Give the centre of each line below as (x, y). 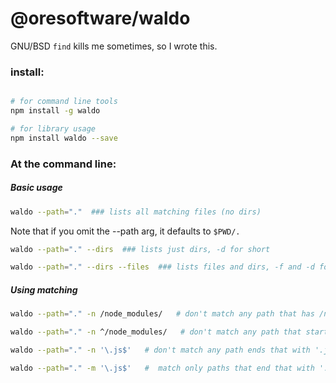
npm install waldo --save (64, 138)
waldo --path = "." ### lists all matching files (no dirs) (136, 212)
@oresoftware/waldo (100, 18)
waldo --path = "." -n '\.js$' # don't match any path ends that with (160, 350)
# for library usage (53, 128)
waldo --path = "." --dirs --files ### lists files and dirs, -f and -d (162, 267)
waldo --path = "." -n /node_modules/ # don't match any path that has (162, 314)
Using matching (44, 289)
